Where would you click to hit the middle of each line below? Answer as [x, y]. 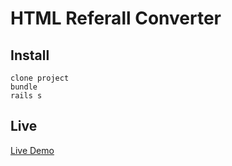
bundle [24, 87]
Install [30, 55]
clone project [40, 78]
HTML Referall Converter [116, 18]
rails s [26, 96]
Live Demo [32, 150]
